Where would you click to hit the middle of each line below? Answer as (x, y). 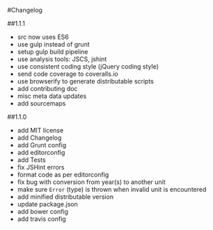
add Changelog (39, 138)
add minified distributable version (65, 197)
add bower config (42, 212)
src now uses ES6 (43, 37)
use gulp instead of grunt (53, 44)
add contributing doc (47, 89)
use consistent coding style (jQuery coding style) (88, 66)
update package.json (47, 204)
